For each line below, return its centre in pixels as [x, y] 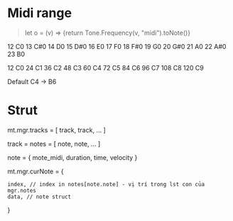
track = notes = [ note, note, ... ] [54, 144]
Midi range [40, 13]
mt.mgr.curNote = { [36, 171]
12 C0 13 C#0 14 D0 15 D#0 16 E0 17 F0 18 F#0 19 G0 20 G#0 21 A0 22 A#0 [117, 46]
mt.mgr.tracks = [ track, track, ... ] [56, 130]
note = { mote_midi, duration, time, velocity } [72, 157]
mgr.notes [22, 190]
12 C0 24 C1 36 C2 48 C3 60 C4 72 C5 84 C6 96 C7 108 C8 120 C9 [106, 68]
